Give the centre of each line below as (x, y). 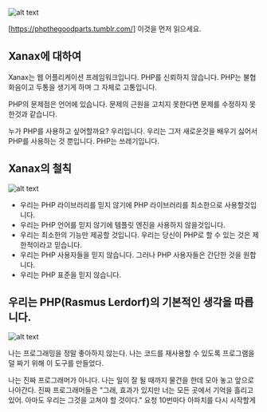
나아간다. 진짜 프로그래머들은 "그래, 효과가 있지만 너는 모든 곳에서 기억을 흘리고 (131, 390)
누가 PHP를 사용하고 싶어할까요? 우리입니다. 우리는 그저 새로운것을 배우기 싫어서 (133, 131)
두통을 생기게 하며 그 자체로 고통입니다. (96, 87)
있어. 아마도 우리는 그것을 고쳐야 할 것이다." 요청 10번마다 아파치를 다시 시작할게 (132, 400)
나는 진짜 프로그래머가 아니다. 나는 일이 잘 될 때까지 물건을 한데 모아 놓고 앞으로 (132, 380)
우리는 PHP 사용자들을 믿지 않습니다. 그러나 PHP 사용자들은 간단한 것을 (130, 255)
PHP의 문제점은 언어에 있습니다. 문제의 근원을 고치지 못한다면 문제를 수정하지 (128, 104)
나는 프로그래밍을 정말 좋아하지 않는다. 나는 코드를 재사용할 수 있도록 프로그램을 (132, 353)
